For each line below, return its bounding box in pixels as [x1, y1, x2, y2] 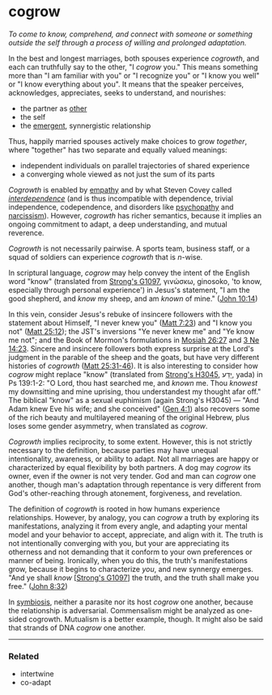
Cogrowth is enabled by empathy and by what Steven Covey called [8, 184, 232, 194]
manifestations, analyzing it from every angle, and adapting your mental [8, 521, 249, 531]
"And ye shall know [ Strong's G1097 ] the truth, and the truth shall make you [8, 573, 259, 583]
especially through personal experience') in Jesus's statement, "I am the [8, 285, 250, 295]
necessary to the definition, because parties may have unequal [8, 445, 219, 455]
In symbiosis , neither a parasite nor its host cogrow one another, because [8, 597, 253, 607]
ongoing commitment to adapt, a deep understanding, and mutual [8, 219, 228, 229]
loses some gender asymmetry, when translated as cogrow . [8, 421, 208, 430]
